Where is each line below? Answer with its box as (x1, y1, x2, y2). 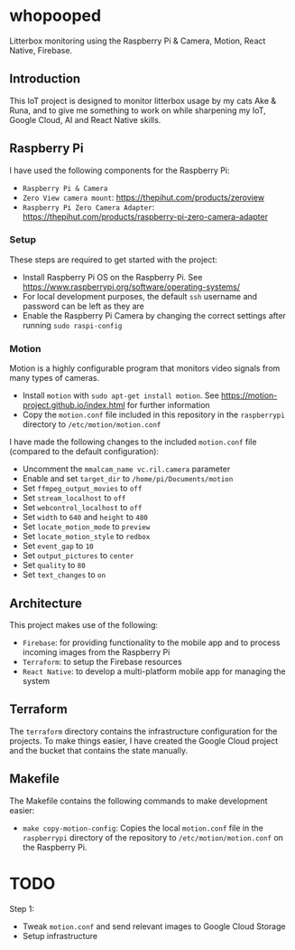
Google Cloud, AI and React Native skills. (9, 114, 161, 125)
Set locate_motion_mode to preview (22, 521, 151, 532)
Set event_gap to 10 (22, 540, 94, 552)
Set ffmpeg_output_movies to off (22, 483, 143, 494)
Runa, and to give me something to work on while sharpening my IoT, (9, 105, 266, 116)
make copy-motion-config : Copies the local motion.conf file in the (22, 822, 263, 833)
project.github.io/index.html (22, 400, 125, 411)
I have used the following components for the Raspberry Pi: (9, 165, 230, 176)
